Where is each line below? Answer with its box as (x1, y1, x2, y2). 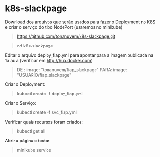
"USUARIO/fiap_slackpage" (16, 72, 72, 78)
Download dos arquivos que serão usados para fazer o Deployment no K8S (5, 19, 156, 25)
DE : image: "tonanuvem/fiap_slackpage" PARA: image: (16, 66, 127, 73)
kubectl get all (16, 128, 46, 134)
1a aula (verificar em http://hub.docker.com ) (5, 57, 93, 63)
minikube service (16, 147, 52, 153)
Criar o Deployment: (5, 81, 45, 87)
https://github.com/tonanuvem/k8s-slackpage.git (16, 33, 115, 39)
